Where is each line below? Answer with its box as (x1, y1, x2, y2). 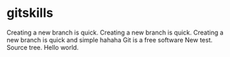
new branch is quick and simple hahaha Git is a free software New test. (6, 35, 212, 44)
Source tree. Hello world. (6, 43, 79, 51)
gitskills (6, 5, 53, 21)
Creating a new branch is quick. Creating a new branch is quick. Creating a (6, 28, 224, 37)
